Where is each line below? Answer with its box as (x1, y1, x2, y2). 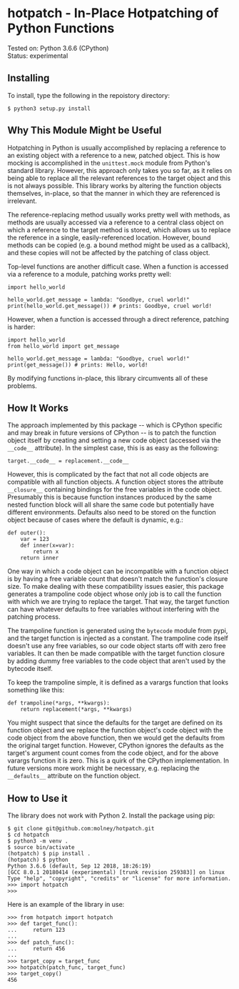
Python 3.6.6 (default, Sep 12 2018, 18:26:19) (7, 863, 152, 870)
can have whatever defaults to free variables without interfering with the (7, 605, 220, 614)
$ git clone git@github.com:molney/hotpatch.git (7, 825, 155, 833)
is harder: (7, 322, 36, 331)
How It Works (7, 402, 69, 414)
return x (33, 548, 59, 555)
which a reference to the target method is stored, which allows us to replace (7, 225, 231, 234)
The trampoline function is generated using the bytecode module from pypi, (7, 627, 228, 635)
